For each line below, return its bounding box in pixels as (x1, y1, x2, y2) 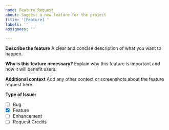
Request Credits (12, 119, 47, 125)
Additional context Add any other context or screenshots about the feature (5, 76, 164, 82)
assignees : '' (5, 27, 36, 32)
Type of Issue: (5, 91, 37, 98)
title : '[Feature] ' (5, 17, 50, 22)
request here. (5, 82, 34, 88)
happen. (5, 51, 23, 57)
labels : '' (5, 22, 29, 27)
